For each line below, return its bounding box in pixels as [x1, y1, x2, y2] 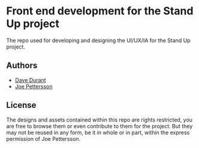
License [6, 100, 37, 110]
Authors [6, 61, 38, 71]
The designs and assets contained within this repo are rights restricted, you [6, 116, 193, 123]
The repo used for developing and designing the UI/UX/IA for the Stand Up [6, 37, 191, 44]
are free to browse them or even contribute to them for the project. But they [6, 122, 193, 129]
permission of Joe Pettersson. [6, 135, 81, 142]
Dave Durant [14, 76, 46, 83]
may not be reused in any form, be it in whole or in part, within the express [6, 129, 190, 136]
